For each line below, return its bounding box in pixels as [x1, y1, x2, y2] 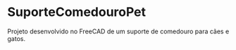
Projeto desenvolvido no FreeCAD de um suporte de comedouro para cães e [7, 27, 230, 35]
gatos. [7, 34, 26, 42]
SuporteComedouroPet [7, 4, 147, 20]
